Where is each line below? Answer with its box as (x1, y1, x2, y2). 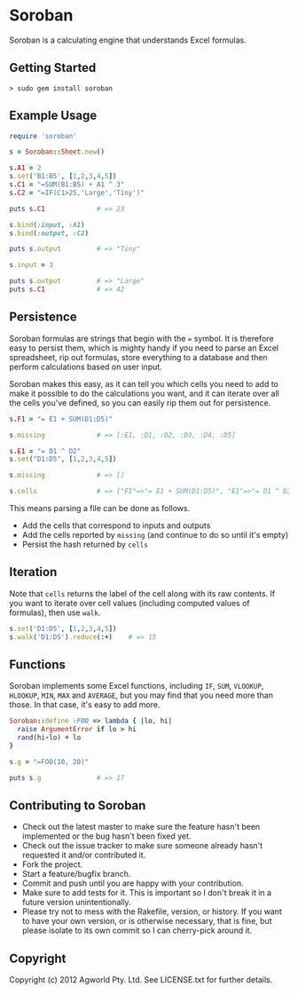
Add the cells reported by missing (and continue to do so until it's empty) (21, 530, 289, 540)
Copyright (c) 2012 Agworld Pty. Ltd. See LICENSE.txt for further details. (9, 974, 273, 985)
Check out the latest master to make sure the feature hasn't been (21, 822, 261, 832)
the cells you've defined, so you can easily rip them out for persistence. (9, 397, 271, 408)
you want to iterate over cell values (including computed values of (9, 597, 250, 608)
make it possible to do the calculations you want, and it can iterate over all (9, 388, 279, 398)
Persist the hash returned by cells (21, 539, 148, 549)
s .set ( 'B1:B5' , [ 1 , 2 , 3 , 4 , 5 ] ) (9, 172, 117, 181)
